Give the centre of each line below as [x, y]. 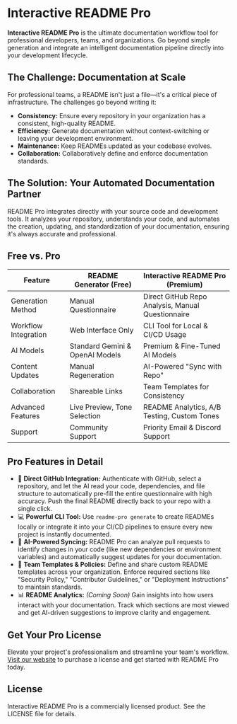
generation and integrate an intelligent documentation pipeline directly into [116, 47]
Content [24, 367]
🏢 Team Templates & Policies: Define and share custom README [113, 565]
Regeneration [92, 375]
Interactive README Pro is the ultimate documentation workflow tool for [113, 33]
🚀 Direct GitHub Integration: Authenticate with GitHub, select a [109, 478]
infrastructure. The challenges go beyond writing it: [82, 102]
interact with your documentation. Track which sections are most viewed [123, 605]
